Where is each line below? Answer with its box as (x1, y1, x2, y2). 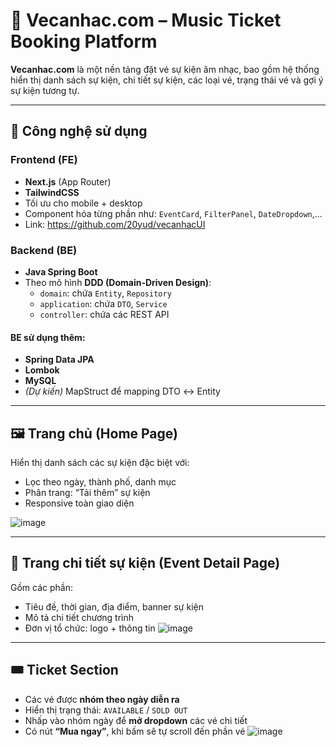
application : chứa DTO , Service (39, 297, 168, 309)
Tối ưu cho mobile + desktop (24, 197, 143, 209)
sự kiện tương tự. (10, 84, 80, 96)
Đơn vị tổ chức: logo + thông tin (24, 622, 156, 634)
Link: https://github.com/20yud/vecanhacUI (24, 218, 206, 230)
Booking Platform (10, 30, 158, 53)
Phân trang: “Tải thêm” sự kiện (24, 486, 151, 498)
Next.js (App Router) (24, 175, 112, 188)
